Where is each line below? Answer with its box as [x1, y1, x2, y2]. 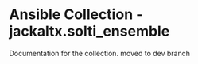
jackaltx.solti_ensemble [9, 22, 170, 40]
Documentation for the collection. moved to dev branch [9, 48, 190, 58]
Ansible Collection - [9, 6, 143, 24]
